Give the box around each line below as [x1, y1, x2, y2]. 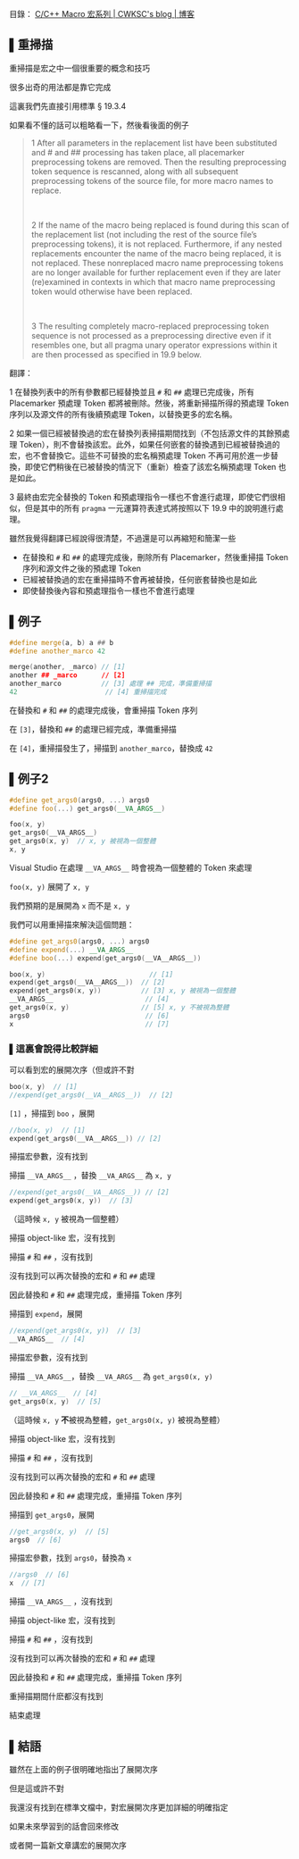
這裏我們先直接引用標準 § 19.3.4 [9, 100, 127, 111]
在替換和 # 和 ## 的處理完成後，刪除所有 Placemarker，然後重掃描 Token [21, 551, 288, 562]
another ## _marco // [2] [9, 671, 126, 680]
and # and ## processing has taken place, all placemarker [30, 147, 245, 157]
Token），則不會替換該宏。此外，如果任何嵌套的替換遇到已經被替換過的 [19, 439, 281, 449]
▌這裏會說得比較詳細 [9, 1043, 98, 1055]
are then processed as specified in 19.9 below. [30, 348, 203, 360]
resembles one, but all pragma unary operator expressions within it [30, 339, 278, 350]
